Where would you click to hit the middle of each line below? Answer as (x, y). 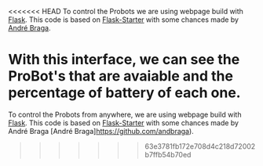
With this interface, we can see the (124, 60)
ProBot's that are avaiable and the (121, 76)
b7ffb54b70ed (168, 154)
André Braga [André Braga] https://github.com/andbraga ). (101, 131)
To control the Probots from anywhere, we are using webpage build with (125, 114)
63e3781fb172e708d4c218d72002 (200, 146)
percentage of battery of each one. (124, 93)
